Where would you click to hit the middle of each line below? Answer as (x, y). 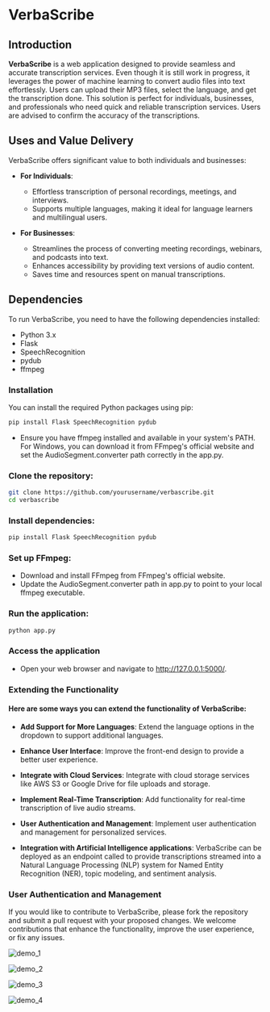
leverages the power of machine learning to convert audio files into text (127, 81)
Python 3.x (38, 335)
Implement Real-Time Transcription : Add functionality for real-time (133, 799)
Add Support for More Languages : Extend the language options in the (137, 726)
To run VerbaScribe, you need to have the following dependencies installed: (134, 319)
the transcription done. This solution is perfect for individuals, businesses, (131, 98)
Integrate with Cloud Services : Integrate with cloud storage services (135, 775)
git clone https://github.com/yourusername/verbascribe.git (112, 493)
